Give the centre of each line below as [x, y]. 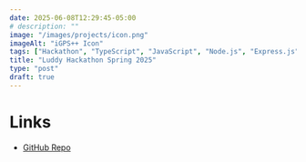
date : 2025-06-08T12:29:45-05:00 [73, 18]
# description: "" [44, 26]
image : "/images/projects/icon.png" [79, 35]
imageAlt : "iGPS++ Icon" [56, 43]
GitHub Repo [46, 147]
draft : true [32, 77]
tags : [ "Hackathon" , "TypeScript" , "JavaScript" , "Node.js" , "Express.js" [154, 52]
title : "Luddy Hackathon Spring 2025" [83, 60]
